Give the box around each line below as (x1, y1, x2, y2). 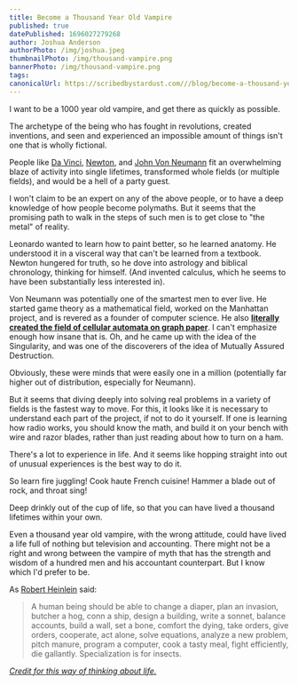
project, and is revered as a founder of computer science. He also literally (9, 312, 279, 323)
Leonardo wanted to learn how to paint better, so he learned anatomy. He (9, 238, 277, 249)
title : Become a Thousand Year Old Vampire (9, 12, 173, 22)
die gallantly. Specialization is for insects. (30, 648, 182, 658)
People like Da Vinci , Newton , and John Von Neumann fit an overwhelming (9, 156, 282, 167)
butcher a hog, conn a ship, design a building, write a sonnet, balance (30, 610, 286, 621)
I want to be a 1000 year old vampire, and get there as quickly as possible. (9, 103, 281, 114)
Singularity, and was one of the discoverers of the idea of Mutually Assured (9, 340, 286, 351)
